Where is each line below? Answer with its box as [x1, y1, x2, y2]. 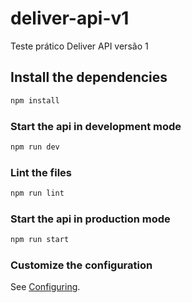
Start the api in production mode [10, 212, 171, 226]
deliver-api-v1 [10, 7, 130, 30]
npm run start [10, 235, 70, 245]
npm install [10, 95, 60, 106]
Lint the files [10, 165, 72, 179]
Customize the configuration [10, 258, 153, 272]
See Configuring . [10, 281, 81, 293]
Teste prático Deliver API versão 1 [10, 40, 149, 52]
